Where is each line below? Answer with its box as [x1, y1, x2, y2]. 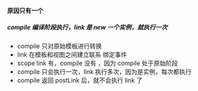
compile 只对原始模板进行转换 [16, 42, 102, 50]
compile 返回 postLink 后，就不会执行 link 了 [16, 76, 143, 84]
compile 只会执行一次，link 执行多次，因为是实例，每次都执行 [16, 67, 192, 75]
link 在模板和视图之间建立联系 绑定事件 [16, 50, 127, 58]
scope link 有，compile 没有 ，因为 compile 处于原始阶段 [16, 59, 179, 67]
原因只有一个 [7, 6, 43, 14]
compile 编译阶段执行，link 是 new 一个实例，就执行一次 [7, 23, 168, 31]
